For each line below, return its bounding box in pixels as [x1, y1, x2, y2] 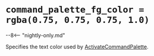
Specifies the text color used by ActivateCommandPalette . [5, 43, 149, 50]
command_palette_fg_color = [5, 4, 144, 15]
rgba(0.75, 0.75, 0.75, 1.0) [5, 15, 150, 26]
